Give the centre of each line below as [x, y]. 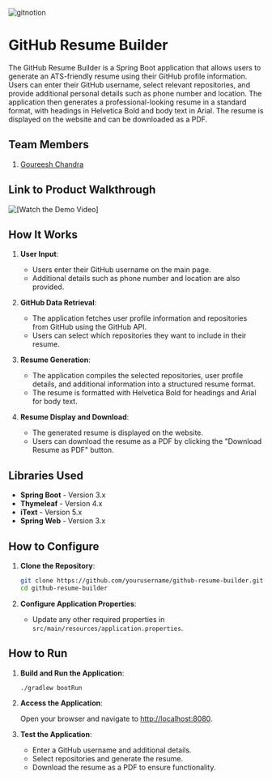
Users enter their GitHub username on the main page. [122, 270]
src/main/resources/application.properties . [108, 628]
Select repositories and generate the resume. [108, 759]
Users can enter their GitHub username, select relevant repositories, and [130, 84]
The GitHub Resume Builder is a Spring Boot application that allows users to [135, 67]
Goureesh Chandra [52, 164]
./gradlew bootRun [51, 688]
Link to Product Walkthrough [82, 190]
